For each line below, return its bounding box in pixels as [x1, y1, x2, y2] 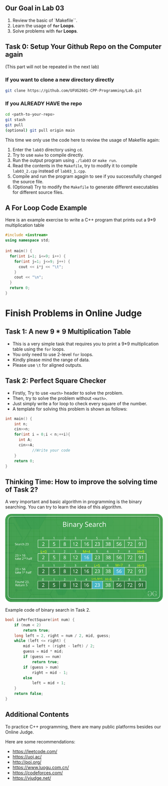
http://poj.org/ [12, 759, 41, 765]
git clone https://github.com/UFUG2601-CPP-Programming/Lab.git [5, 88, 142, 93]
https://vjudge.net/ [12, 775, 51, 781]
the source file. [12, 178, 44, 184]
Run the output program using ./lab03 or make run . [12, 157, 117, 163]
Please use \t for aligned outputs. [12, 362, 82, 368]
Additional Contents [5, 710, 69, 719]
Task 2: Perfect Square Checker [5, 377, 106, 385]
